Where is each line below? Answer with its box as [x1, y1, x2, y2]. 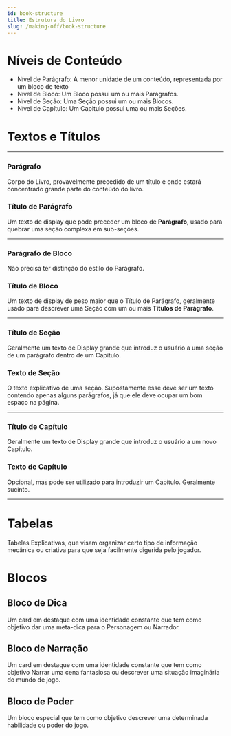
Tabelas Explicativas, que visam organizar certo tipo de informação [7, 538, 198, 547]
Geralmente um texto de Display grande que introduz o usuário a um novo [7, 438, 217, 446]
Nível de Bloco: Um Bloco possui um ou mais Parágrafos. [16, 90, 179, 98]
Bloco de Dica [7, 597, 67, 609]
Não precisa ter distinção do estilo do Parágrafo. [7, 264, 144, 273]
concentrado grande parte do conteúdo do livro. [7, 185, 144, 193]
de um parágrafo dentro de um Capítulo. [7, 350, 122, 359]
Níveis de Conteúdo [7, 52, 122, 68]
